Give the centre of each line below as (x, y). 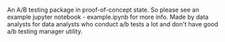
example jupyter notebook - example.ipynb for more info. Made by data (108, 17)
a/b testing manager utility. (45, 31)
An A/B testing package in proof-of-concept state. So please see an (103, 10)
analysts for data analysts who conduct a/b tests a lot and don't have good (113, 24)
